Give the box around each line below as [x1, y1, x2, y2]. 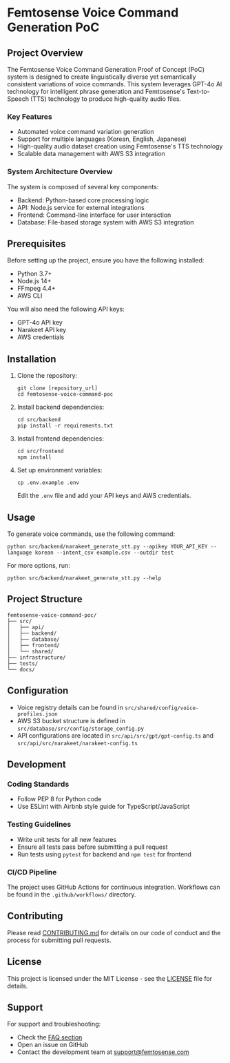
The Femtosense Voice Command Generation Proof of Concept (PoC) [7, 66, 205, 73]
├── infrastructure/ [7, 654, 67, 661]
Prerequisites [7, 238, 66, 249]
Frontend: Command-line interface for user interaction [17, 211, 171, 219]
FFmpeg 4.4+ [17, 285, 56, 293]
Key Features [7, 112, 53, 122]
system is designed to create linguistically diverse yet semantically [7, 73, 196, 81]
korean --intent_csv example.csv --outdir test [34, 549, 174, 557]
